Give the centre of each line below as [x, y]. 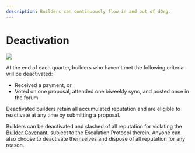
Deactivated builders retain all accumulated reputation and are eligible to [93, 109]
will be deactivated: [29, 74]
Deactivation [38, 40]
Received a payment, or [43, 85]
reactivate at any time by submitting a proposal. [63, 115]
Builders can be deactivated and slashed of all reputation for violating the [94, 126]
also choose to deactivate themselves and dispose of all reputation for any [96, 138]
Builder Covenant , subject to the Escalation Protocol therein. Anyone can [93, 133]
